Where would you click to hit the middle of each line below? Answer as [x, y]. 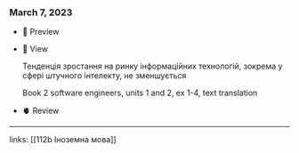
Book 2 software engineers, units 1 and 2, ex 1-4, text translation [140, 93]
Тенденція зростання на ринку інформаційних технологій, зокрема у [152, 66]
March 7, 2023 [41, 12]
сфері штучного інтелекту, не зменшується [104, 76]
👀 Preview [40, 32]
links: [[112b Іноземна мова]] [63, 140]
